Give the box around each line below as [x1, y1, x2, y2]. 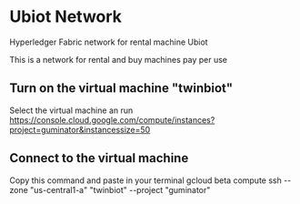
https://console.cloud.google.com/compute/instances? [9, 114, 215, 125]
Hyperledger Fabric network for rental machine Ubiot [9, 36, 208, 47]
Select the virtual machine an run [9, 105, 134, 116]
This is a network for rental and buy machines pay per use [9, 54, 227, 65]
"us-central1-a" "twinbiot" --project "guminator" [30, 184, 211, 195]
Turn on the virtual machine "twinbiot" [9, 80, 234, 97]
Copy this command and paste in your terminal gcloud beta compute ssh [9, 175, 282, 186]
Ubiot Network [9, 6, 123, 27]
